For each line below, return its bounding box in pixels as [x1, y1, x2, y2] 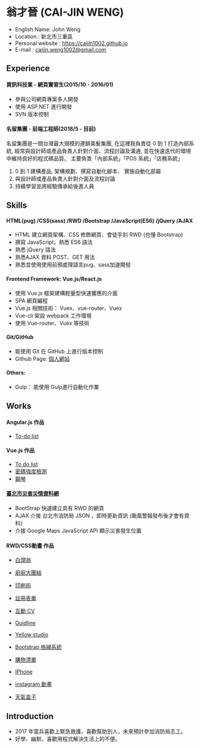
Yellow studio [14, 631, 49, 638]
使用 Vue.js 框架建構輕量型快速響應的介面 [14, 289, 118, 297]
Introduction [6, 711, 54, 721]
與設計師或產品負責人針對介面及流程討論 [14, 175, 115, 182]
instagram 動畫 [14, 681, 52, 688]
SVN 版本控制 [14, 110, 49, 118]
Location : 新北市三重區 [14, 32, 73, 40]
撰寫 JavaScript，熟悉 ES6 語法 [14, 238, 93, 246]
